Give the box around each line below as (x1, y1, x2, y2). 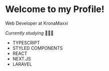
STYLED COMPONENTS (12, 45, 63, 51)
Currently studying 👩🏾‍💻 (5, 30, 54, 36)
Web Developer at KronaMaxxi (5, 20, 68, 26)
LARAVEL (12, 61, 33, 67)
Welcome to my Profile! (5, 4, 104, 15)
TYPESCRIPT (12, 39, 40, 46)
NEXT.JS (12, 55, 31, 61)
